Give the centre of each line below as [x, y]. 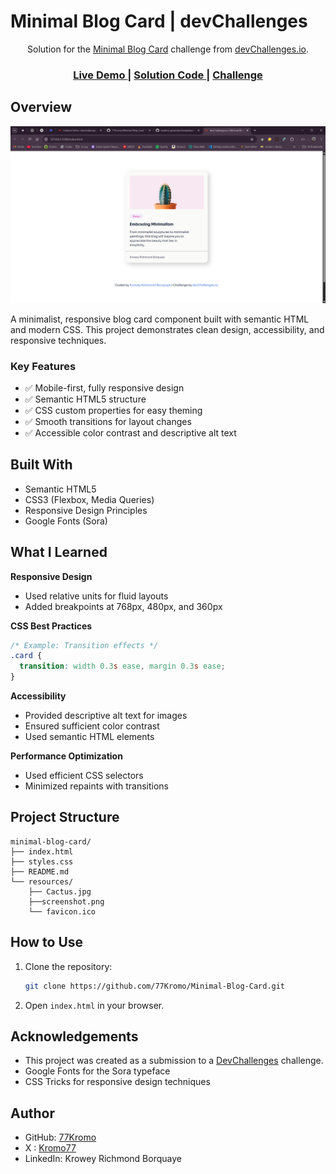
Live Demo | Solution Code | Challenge [168, 75]
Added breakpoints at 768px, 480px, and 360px [123, 606]
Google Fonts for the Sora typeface [97, 1071]
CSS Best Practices [51, 626]
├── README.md [40, 871]
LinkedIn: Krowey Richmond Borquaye [103, 1159]
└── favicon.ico [62, 911]
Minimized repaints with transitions [96, 786]
